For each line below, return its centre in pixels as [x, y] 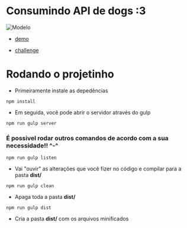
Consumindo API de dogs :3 [76, 11]
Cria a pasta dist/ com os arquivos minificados [72, 219]
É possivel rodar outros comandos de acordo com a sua [87, 138]
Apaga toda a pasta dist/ [45, 197]
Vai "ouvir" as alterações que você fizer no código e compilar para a [98, 169]
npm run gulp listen [32, 158]
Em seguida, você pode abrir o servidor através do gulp [83, 112]
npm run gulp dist [29, 208]
